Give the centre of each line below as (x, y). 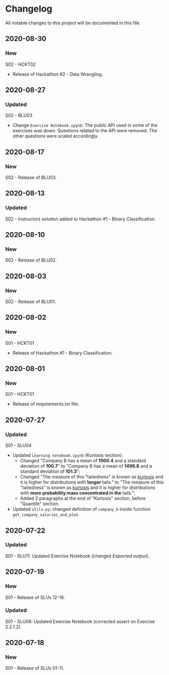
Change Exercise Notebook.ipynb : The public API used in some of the (85, 125)
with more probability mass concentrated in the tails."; (78, 493)
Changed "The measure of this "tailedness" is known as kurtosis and (92, 477)
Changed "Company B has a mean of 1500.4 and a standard (83, 461)
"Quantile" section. (40, 504)
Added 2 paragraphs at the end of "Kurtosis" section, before (83, 498)
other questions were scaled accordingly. (55, 136)
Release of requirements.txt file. (46, 404)
